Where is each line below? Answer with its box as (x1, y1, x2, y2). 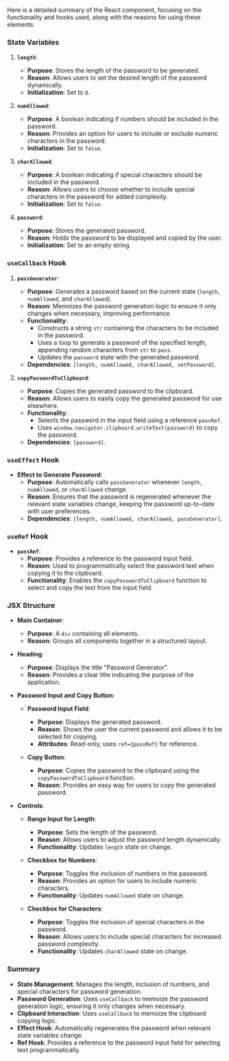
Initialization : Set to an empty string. (27, 241, 132, 249)
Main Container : (16, 616, 64, 624)
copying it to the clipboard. (27, 569, 104, 578)
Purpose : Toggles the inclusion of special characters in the (37, 918, 204, 926)
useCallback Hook (7, 258, 67, 268)
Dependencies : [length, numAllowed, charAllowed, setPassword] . (27, 360, 217, 368)
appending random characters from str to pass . (37, 345, 173, 354)
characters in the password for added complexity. (27, 192, 168, 201)
